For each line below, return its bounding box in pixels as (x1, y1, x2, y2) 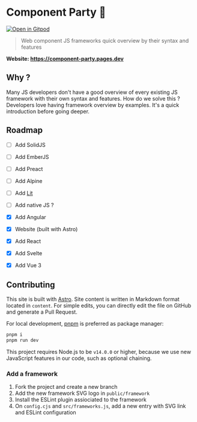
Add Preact (14, 165, 43, 172)
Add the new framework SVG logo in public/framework (14, 389, 150, 397)
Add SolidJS (14, 141, 46, 148)
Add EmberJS (14, 153, 49, 160)
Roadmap (6, 125, 43, 135)
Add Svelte (14, 250, 43, 257)
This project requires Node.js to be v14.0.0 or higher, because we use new (6, 348, 191, 355)
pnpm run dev (6, 337, 39, 343)
